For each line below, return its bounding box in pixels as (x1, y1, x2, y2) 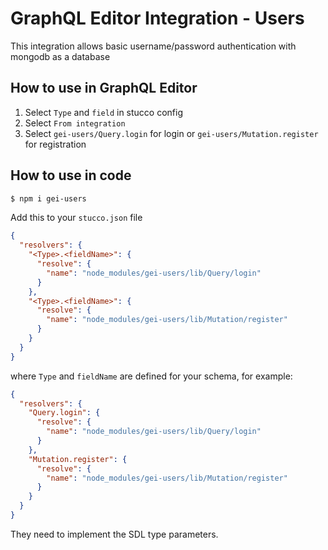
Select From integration (24, 117, 126, 129)
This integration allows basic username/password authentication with (10, 40, 297, 52)
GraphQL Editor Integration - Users (10, 7, 305, 30)
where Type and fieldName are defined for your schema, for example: (10, 370, 293, 382)
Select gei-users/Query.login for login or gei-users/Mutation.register (24, 127, 319, 139)
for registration (24, 138, 87, 150)
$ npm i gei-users (10, 193, 87, 204)
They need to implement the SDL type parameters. (10, 528, 219, 540)
